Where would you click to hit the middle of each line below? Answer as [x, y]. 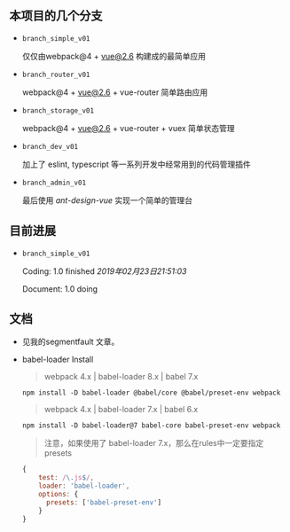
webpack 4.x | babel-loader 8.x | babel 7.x [121, 377]
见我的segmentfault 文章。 [71, 342]
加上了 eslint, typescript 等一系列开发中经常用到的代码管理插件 [136, 164]
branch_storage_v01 [58, 110]
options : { [59, 495]
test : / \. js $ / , [67, 478]
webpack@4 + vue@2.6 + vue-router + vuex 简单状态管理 [128, 128]
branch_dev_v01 [50, 146]
